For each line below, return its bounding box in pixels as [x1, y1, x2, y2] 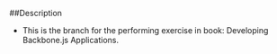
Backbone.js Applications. [22, 35, 120, 45]
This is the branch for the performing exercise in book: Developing [22, 25, 269, 35]
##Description [9, 8, 63, 18]
